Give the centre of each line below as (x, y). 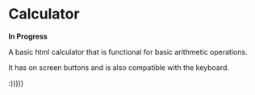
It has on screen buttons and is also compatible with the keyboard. (119, 67)
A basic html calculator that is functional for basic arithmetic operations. (128, 52)
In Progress (28, 36)
